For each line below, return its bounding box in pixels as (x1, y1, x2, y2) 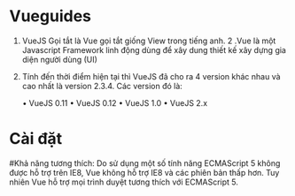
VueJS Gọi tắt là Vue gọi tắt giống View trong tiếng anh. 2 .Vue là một (21, 35, 276, 46)
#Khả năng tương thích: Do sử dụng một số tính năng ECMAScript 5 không (9, 157, 281, 169)
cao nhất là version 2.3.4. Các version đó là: (21, 80, 183, 91)
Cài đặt (9, 129, 63, 149)
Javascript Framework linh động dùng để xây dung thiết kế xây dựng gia (21, 44, 286, 55)
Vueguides (9, 6, 91, 26)
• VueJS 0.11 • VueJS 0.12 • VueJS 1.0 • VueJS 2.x (21, 97, 208, 108)
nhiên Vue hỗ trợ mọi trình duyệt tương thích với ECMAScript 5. (9, 177, 239, 187)
